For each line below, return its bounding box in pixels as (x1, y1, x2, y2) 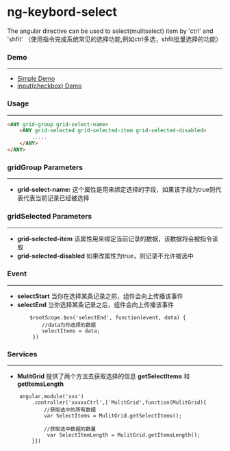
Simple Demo (16, 75, 55, 83)
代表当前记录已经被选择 (23, 194, 90, 202)
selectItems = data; (42, 327, 101, 334)
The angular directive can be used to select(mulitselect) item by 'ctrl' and (7, 27, 214, 35)
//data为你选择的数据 (42, 321, 97, 328)
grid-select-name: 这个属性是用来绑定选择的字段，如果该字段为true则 (16, 186, 216, 194)
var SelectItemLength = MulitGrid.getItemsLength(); (47, 432, 201, 439)
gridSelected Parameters (7, 212, 92, 221)
